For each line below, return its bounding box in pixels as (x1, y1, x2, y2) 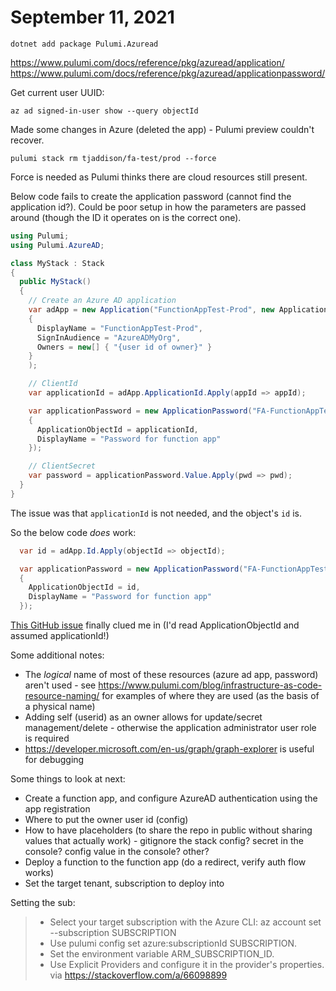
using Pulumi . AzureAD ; (10, 240, 105, 250)
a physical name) (24, 701, 96, 713)
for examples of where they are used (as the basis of (101, 690, 320, 702)
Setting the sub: (10, 897, 76, 909)
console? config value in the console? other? (24, 846, 210, 858)
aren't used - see (24, 679, 97, 691)
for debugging (24, 754, 85, 766)
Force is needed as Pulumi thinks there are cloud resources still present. (10, 171, 308, 183)
